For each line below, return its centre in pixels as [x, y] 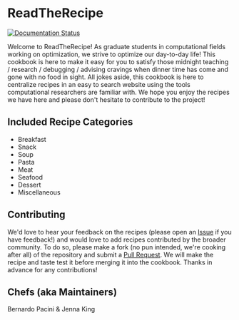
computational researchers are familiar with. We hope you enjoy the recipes [118, 92]
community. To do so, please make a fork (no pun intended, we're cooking [117, 247]
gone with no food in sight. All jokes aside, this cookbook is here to [106, 77]
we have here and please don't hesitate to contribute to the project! [106, 99]
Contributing [36, 215]
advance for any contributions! [52, 269]
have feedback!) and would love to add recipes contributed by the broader [117, 239]
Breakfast [32, 139]
